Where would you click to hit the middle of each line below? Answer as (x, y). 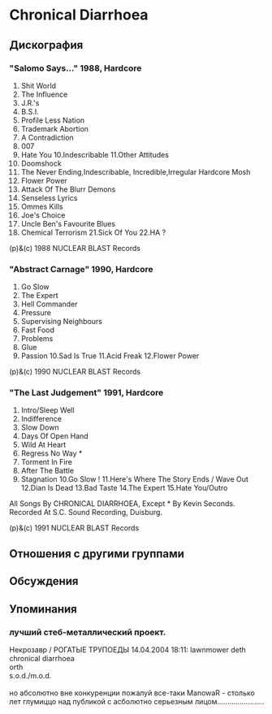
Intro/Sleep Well (48, 410)
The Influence (44, 94)
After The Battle (47, 471)
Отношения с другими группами (97, 554)
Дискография (46, 45)
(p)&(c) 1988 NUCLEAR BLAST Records (75, 248)
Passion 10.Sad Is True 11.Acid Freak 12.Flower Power (110, 356)
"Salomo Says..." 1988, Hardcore (76, 68)
